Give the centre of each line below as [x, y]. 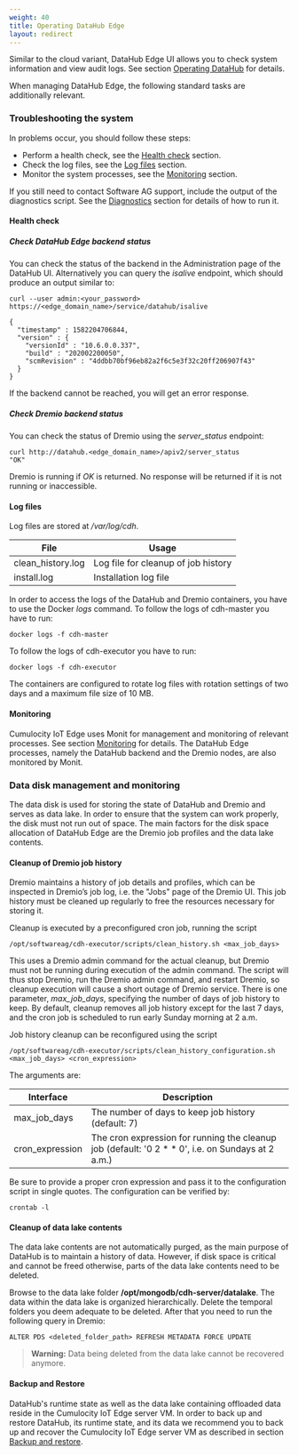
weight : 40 [29, 17]
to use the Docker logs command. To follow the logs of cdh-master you [139, 609]
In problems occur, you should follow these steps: [100, 138]
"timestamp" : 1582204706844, [73, 330]
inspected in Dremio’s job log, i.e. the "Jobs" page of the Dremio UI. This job [148, 892]
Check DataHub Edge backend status [80, 241]
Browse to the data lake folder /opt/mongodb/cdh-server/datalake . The [142, 1293]
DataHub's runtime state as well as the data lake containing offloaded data [145, 1403]
